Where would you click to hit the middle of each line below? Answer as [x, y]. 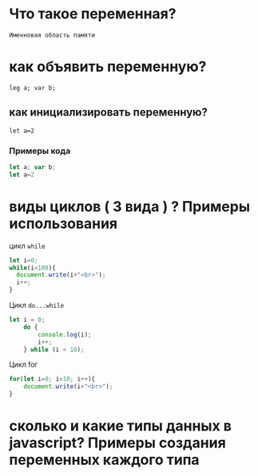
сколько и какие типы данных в [121, 426]
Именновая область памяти [52, 35]
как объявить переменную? [108, 67]
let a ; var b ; [33, 167]
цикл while [28, 246]
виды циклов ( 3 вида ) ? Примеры [130, 206]
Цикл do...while [37, 305]
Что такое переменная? [93, 14]
